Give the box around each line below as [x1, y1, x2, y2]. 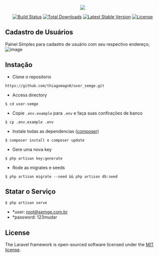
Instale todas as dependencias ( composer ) [12, 128, 99, 134]
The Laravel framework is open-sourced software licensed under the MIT [5, 242, 154, 248]
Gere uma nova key [12, 146, 52, 152]
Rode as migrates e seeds [12, 164, 65, 170]
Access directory [12, 92, 47, 98]
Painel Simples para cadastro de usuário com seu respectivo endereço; [5, 41, 150, 47]
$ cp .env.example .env [5, 120, 54, 125]
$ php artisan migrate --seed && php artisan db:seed [5, 174, 118, 179]
